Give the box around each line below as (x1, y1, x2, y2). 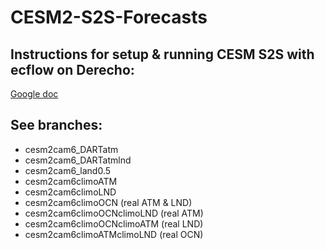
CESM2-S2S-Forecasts (10, 6, 208, 29)
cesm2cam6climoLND (24, 186, 117, 198)
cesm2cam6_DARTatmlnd (24, 154, 132, 166)
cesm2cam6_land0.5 (24, 164, 112, 176)
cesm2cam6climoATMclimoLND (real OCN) (24, 228, 204, 240)
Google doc (10, 88, 59, 100)
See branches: (10, 117, 103, 134)
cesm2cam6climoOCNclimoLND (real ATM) (24, 207, 204, 219)
